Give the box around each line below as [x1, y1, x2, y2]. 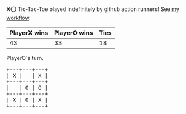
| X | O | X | [6, 96, 48, 103]
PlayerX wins [9, 29, 48, 37]
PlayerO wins [54, 29, 93, 37]
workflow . [6, 15, 31, 21]
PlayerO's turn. [6, 55, 44, 61]
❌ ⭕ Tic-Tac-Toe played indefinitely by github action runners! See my [6, 5, 180, 13]
